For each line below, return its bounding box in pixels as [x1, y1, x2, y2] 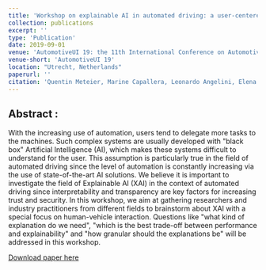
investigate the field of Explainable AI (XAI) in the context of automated [8, 179, 240, 188]
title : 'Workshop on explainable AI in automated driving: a [8, 11, 215, 20]
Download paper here [8, 253, 79, 262]
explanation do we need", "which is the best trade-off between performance [8, 221, 257, 230]
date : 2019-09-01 [8, 41, 66, 49]
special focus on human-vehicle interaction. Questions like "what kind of [8, 212, 245, 222]
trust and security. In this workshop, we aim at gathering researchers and [8, 196, 248, 205]
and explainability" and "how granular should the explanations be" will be [8, 229, 247, 238]
